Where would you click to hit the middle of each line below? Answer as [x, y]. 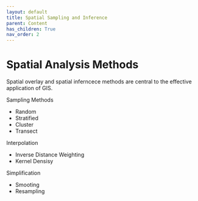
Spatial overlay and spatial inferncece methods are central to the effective [99, 82]
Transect [26, 131]
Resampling [30, 191]
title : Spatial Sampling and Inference [57, 18]
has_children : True [31, 29]
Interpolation [22, 143]
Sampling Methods [30, 100]
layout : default [27, 12]
